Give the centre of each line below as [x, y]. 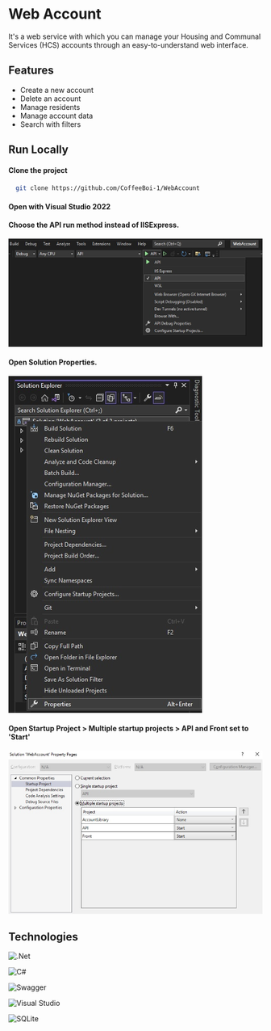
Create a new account [57, 90]
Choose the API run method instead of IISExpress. [94, 225]
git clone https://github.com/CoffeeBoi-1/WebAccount [108, 188]
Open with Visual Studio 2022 [60, 206]
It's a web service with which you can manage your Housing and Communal [135, 36]
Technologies [44, 937]
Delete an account [50, 99]
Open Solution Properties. [53, 362]
